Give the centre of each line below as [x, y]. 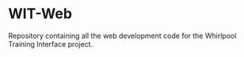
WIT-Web [40, 14]
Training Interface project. [51, 44]
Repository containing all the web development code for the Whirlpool [122, 36]
